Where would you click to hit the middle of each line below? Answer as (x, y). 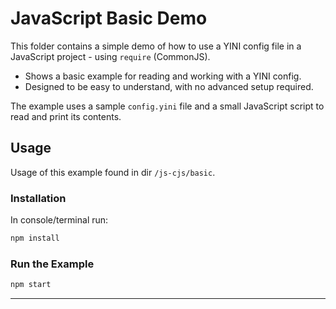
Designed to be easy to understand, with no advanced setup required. (169, 86)
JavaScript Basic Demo (109, 18)
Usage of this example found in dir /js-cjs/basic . (113, 172)
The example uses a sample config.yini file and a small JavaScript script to (167, 106)
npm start (31, 285)
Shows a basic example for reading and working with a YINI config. (163, 76)
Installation (38, 198)
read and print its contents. (66, 116)
